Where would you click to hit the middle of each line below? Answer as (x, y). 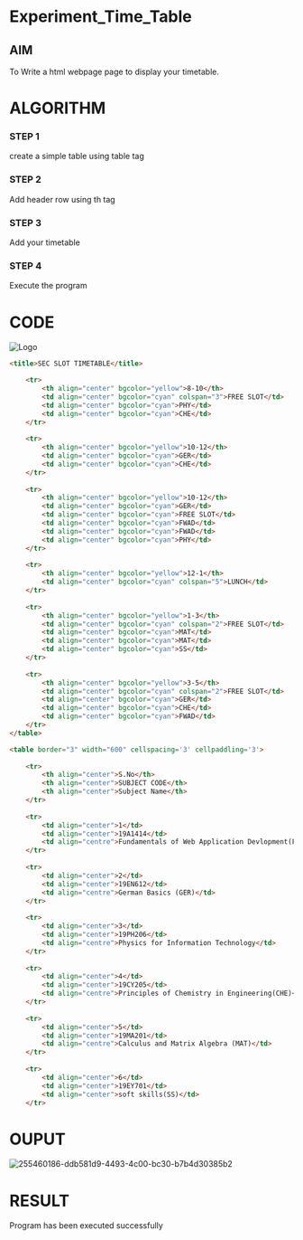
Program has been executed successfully (87, 1226)
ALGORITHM (58, 108)
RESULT (40, 1201)
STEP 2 (26, 180)
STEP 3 (26, 222)
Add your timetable (45, 242)
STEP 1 (24, 137)
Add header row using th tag (62, 199)
